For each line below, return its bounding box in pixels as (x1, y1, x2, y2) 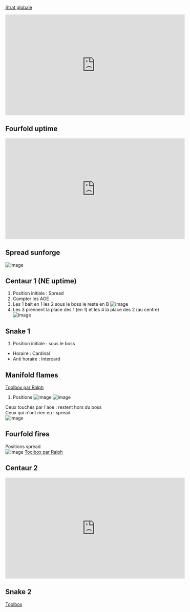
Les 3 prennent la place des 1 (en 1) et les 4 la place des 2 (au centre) (12, 307, 160, 313)
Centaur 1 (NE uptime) (5, 277, 77, 286)
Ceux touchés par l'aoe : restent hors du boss (5, 404, 102, 410)
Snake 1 (5, 327, 31, 335)
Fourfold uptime (5, 124, 58, 133)
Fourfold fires (5, 430, 50, 438)
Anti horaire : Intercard (12, 356, 60, 362)
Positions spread (5, 443, 41, 450)
